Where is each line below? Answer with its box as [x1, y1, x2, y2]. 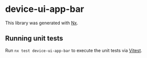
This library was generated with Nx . [5, 20, 78, 26]
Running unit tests [5, 34, 63, 43]
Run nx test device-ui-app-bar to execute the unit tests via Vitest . [5, 47, 143, 53]
